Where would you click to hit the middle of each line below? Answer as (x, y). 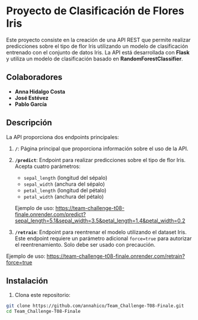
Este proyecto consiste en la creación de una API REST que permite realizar (98, 40)
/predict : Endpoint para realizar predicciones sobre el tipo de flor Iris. (100, 160)
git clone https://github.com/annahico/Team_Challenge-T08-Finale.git (95, 306)
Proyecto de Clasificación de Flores (95, 11)
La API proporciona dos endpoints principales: (63, 137)
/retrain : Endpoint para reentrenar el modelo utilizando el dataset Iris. (100, 232)
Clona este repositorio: (42, 295)
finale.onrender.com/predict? (50, 214)
